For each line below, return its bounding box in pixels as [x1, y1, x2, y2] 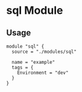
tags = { [11, 64, 34, 70]
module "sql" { [6, 43, 45, 49]
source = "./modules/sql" [11, 49, 77, 55]
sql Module [6, 4, 63, 17]
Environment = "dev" [17, 70, 69, 76]
